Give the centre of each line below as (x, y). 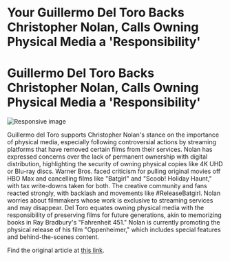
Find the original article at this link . (56, 250)
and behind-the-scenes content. (53, 237)
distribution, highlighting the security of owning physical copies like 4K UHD (115, 164)
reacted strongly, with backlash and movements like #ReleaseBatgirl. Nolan (114, 193)
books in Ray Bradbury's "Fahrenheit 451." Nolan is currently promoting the (114, 223)
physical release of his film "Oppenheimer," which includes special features (114, 230)
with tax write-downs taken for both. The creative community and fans (107, 186)
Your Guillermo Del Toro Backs (96, 13)
